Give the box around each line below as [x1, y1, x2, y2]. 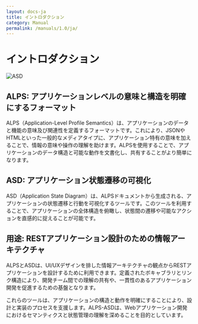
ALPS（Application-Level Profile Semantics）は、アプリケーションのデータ [6, 119, 189, 126]
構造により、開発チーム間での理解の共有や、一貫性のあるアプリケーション [11, 277, 192, 284]
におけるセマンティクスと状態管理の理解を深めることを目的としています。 [6, 311, 186, 318]
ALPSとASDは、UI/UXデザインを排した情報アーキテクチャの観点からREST [6, 262, 187, 269]
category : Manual [6, 20, 49, 26]
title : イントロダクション [6, 14, 65, 20]
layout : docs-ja [6, 8, 46, 15]
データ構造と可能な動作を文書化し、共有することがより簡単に [42, 149, 192, 156]
